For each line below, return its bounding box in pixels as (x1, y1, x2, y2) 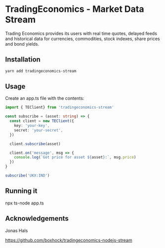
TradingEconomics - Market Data (5, 3, 145, 15)
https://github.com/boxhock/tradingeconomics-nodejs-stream (5, 237, 132, 243)
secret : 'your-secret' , (14, 127, 63, 132)
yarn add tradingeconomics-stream (5, 68, 77, 73)
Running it (5, 187, 38, 195)
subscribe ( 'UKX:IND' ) (5, 173, 50, 178)
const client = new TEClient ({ (9, 119, 74, 124)
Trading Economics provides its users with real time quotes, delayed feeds (5, 30, 158, 36)
